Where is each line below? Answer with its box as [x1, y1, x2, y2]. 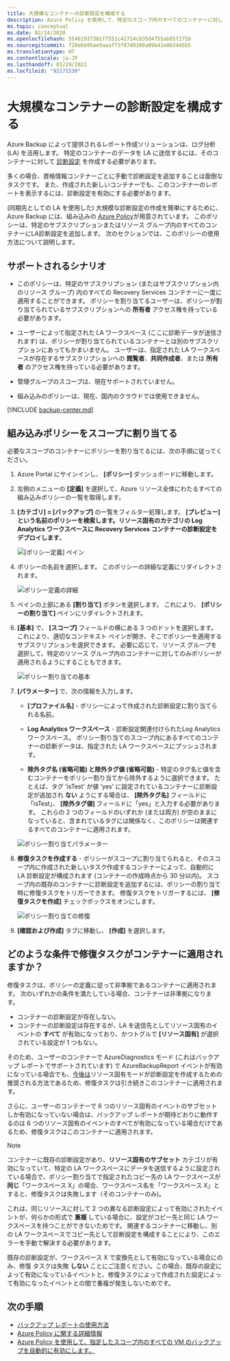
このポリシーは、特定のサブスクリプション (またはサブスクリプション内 [16, 279, 219, 288]
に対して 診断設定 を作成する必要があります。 [30, 157, 160, 165]
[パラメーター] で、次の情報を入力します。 [16, 687, 137, 695]
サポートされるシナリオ [7, 260, 106, 272]
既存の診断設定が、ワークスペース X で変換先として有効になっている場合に [7, 1253, 217, 1261]
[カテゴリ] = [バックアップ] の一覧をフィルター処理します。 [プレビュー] [16, 508, 220, 516]
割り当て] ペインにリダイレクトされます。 [29, 609, 147, 618]
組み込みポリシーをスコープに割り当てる [7, 427, 178, 439]
